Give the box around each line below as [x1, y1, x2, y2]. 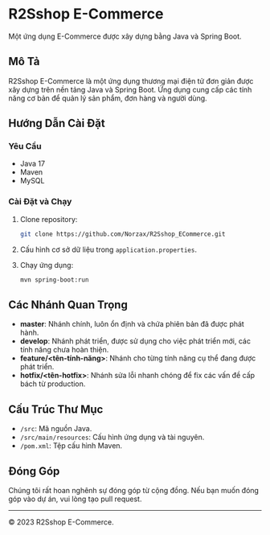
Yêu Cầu [8, 141, 42, 152]
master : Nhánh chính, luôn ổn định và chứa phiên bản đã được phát [19, 319, 245, 329]
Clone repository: [19, 214, 78, 224]
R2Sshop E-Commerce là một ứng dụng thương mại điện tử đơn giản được [8, 76, 254, 85]
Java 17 [19, 158, 46, 169]
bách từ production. [19, 379, 86, 389]
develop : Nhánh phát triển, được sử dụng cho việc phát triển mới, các [19, 336, 252, 346]
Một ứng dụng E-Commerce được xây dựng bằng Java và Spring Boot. [8, 31, 243, 41]
